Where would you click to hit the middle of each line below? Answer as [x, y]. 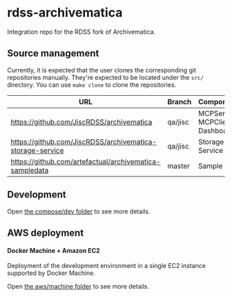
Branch [180, 101]
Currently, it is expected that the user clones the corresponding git [102, 70]
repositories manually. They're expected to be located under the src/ [105, 77]
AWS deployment [46, 233]
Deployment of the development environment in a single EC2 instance [106, 266]
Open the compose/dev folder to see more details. [79, 211]
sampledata [30, 170]
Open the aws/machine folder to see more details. [78, 287]
